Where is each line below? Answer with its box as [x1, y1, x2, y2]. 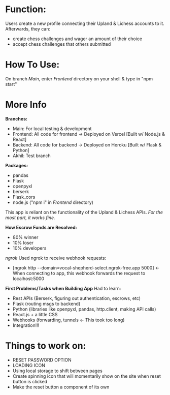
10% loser [12, 239, 34, 246]
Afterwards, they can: [5, 25, 51, 32]
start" [5, 81, 17, 87]
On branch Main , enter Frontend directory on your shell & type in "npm [5, 75, 153, 82]
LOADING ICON [12, 362, 46, 368]
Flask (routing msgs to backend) [12, 300, 81, 307]
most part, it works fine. [5, 215, 55, 221]
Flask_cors [12, 194, 36, 200]
